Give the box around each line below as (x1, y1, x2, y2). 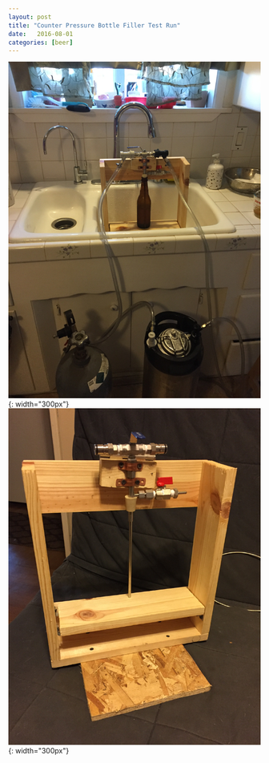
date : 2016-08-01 (8, 30, 74, 38)
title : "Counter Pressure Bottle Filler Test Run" (8, 21, 181, 30)
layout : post (8, 13, 52, 21)
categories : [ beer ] (8, 38, 74, 46)
